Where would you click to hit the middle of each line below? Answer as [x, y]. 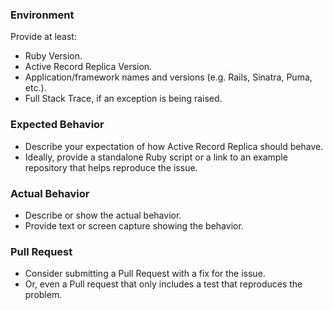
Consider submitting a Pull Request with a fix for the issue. [145, 274]
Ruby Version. [53, 56]
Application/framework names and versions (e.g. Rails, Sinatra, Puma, [168, 77]
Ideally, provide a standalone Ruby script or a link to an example [156, 157]
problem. [43, 295]
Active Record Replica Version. [88, 67]
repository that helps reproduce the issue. [111, 167]
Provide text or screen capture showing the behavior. [134, 225]
